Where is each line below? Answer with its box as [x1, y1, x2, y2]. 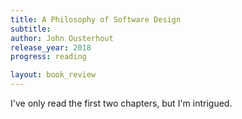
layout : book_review [10, 70, 97, 80]
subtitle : [10, 24, 52, 34]
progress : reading [10, 52, 87, 62]
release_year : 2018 [10, 42, 92, 53]
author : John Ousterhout [10, 33, 114, 43]
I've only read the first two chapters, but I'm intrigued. [10, 97, 233, 109]
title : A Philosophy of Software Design [10, 14, 182, 25]
